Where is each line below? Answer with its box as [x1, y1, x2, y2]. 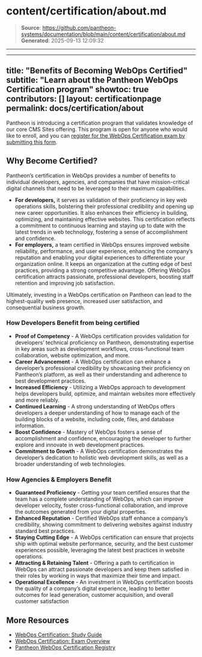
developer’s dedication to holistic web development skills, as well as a [14, 454, 188, 461]
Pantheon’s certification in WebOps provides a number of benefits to [6, 171, 176, 179]
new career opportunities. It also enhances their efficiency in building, [14, 209, 188, 216]
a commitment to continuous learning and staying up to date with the [14, 221, 186, 229]
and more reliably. [14, 396, 60, 404]
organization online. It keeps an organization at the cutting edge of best [14, 260, 192, 267]
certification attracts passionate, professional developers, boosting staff [14, 273, 194, 280]
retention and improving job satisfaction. [14, 279, 115, 286]
